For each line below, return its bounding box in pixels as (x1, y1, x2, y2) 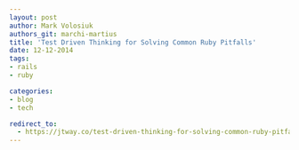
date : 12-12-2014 (9, 46, 74, 55)
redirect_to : (9, 119, 58, 129)
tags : (9, 54, 29, 63)
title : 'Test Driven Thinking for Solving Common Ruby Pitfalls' (9, 37, 256, 47)
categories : (9, 86, 53, 96)
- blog (9, 95, 34, 104)
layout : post (9, 12, 58, 22)
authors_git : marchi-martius (9, 29, 117, 38)
